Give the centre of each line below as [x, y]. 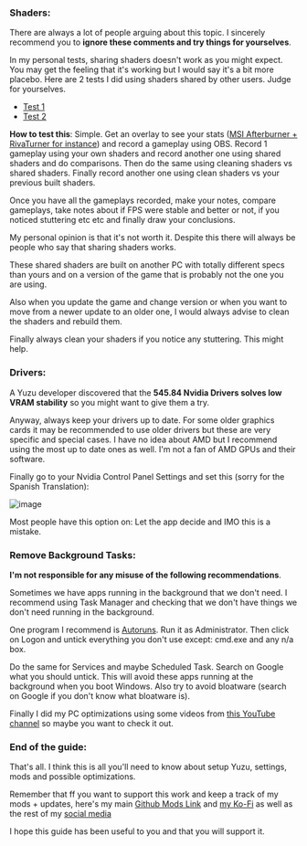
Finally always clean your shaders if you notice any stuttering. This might [147, 339]
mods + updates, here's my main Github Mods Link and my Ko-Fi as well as [151, 804]
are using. [28, 284]
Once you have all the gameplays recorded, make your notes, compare [143, 201]
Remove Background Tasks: [73, 555]
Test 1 [34, 107]
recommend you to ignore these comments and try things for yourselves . [151, 42]
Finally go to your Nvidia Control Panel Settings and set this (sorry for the [147, 476]
